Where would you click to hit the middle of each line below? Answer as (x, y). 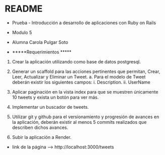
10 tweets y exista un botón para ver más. (55, 97)
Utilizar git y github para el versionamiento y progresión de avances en (86, 117)
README (24, 9)
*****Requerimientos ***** (42, 52)
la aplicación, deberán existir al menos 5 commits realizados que (79, 122)
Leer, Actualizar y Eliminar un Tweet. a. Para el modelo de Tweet (79, 76)
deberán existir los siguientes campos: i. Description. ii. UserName (81, 82)
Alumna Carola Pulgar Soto (40, 42)
